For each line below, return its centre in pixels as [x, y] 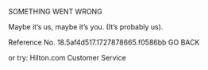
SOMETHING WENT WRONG [56, 12]
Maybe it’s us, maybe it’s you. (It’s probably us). [86, 27]
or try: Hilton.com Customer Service [67, 58]
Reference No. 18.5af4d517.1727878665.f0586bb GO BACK [104, 42]
